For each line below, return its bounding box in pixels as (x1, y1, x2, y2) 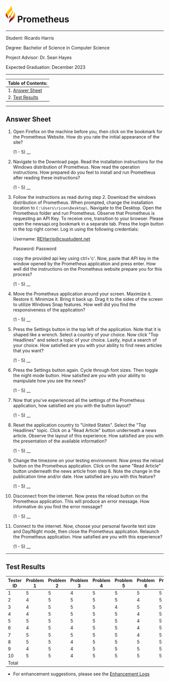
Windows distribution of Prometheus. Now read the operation (13, 164, 140, 170)
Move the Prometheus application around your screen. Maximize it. (13, 291, 152, 297)
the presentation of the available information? (13, 438, 107, 444)
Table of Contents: (8, 80, 48, 86)
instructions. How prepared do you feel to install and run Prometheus (13, 169, 156, 175)
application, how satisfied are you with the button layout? (13, 402, 131, 408)
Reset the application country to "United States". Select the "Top (13, 422, 146, 428)
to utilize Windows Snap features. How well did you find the (13, 301, 136, 307)
